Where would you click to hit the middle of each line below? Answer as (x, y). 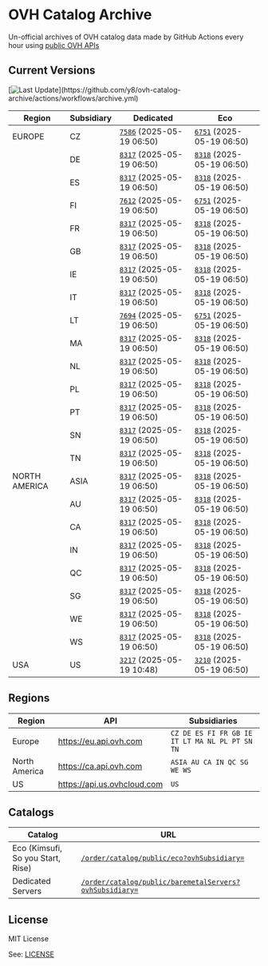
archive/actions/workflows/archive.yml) (73, 98)
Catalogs (31, 812)
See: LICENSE (31, 954)
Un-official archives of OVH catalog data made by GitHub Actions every (126, 37)
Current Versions (52, 71)
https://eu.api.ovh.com (100, 741)
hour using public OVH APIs (54, 45)
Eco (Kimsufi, (37, 849)
